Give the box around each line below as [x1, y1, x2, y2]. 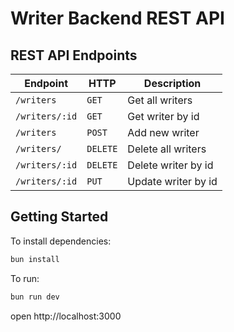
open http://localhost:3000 [10, 310, 122, 322]
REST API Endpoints [10, 47, 138, 64]
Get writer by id [127, 110, 200, 123]
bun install [10, 254, 60, 264]
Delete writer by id [127, 158, 214, 172]
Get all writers [127, 93, 193, 107]
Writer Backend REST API [10, 7, 225, 30]
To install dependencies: [10, 235, 112, 247]
